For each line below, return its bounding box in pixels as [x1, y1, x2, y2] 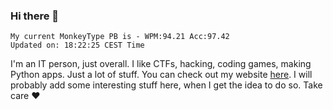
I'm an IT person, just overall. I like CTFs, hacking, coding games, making [10, 58, 312, 70]
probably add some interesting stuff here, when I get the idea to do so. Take [10, 79, 323, 91]
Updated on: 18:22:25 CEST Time [10, 40, 145, 51]
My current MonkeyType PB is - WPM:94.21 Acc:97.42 [10, 32, 230, 42]
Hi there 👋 [10, 9, 60, 23]
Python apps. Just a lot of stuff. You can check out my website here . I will [10, 69, 313, 81]
